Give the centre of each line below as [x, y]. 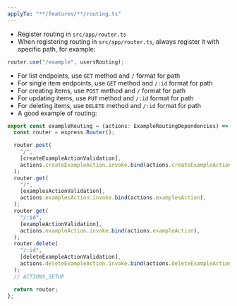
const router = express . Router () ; [64, 133]
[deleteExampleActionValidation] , [71, 257]
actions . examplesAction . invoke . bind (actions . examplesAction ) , [113, 198]
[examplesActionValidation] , [63, 192]
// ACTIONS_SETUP [39, 276]
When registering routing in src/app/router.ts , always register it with [119, 41]
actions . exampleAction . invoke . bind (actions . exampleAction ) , [110, 230]
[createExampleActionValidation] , [71, 158]
